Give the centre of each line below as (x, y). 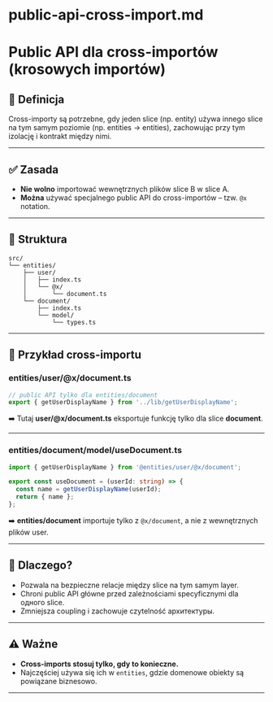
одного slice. (42, 602)
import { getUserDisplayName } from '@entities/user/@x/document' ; (125, 467)
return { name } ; (45, 497)
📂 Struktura (38, 240)
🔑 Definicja (37, 99)
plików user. (28, 532)
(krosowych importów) (87, 70)
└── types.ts (74, 322)
